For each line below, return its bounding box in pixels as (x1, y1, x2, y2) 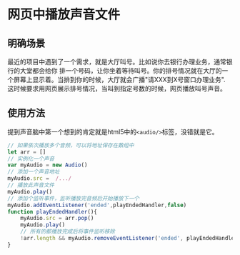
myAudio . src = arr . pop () (20, 215, 94, 222)
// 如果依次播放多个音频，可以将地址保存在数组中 (7, 141, 134, 149)
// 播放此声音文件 (7, 181, 55, 189)
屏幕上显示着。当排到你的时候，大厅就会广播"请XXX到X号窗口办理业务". (13, 76, 226, 84)
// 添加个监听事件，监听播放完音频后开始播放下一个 (7, 194, 139, 202)
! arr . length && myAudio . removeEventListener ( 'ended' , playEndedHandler (20, 235, 238, 242)
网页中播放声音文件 (7, 6, 121, 23)
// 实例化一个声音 (7, 155, 55, 162)
